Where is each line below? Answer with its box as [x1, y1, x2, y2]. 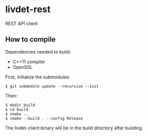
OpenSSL [12, 64, 33, 70]
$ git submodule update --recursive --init [5, 84, 99, 89]
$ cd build [5, 107, 28, 112]
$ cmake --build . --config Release [5, 116, 83, 121]
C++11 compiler [12, 59, 46, 65]
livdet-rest [5, 4, 51, 15]
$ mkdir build [5, 102, 36, 107]
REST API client [5, 20, 38, 26]
